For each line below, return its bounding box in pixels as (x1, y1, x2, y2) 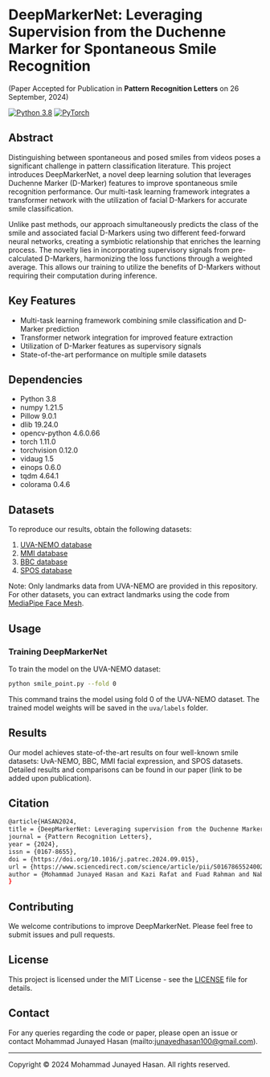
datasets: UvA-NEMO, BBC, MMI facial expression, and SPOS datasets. (8, 756, 243, 765)
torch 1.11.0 (19, 437, 56, 447)
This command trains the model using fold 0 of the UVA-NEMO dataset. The (8, 694, 260, 704)
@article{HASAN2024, (8, 818, 78, 826)
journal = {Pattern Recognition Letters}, (8, 833, 153, 841)
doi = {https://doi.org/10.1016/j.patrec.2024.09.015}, (8, 855, 199, 863)
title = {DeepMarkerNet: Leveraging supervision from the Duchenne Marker (8, 825, 264, 834)
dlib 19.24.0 (19, 420, 59, 430)
